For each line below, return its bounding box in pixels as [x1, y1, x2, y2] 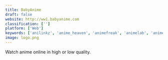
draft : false [5, 12, 32, 17]
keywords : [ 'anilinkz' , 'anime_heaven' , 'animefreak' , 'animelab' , [5, 30, 149, 35]
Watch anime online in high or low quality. [5, 48, 91, 55]
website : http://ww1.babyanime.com [5, 16, 79, 21]
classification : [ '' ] [5, 21, 50, 26]
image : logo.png [5, 35, 39, 40]
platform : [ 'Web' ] [5, 26, 43, 31]
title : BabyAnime [5, 7, 41, 12]
